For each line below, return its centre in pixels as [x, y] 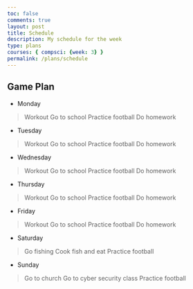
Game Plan [31, 87]
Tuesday [29, 130]
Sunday [28, 265]
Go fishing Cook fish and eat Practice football [89, 251]
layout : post [26, 26]
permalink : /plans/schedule [48, 59]
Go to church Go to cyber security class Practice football [105, 278]
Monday [29, 103]
